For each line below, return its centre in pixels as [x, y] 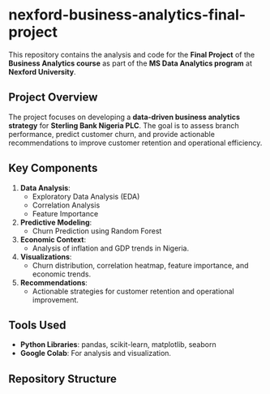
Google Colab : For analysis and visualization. [96, 353]
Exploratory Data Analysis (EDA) [86, 196]
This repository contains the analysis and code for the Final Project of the [132, 54]
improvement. [56, 300]
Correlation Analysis [66, 205]
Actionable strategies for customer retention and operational [133, 291]
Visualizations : [46, 256]
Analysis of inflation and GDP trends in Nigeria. [111, 248]
